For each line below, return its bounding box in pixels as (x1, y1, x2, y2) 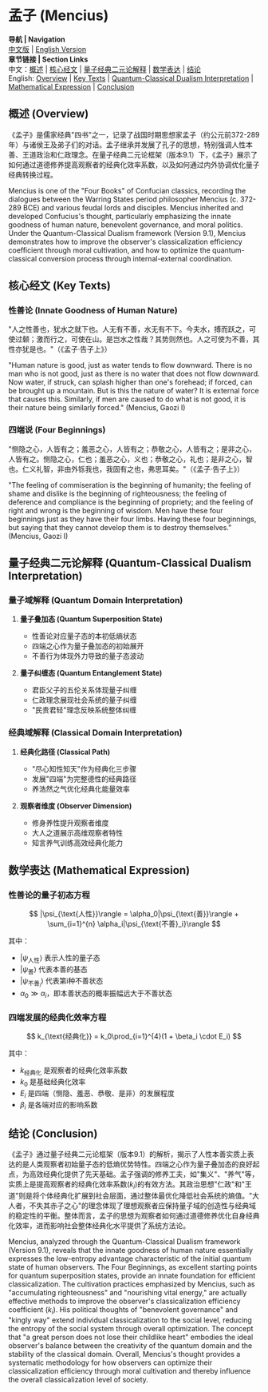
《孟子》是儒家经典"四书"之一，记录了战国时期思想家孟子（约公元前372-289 (8, 130, 260, 139)
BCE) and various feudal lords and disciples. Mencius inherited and (22, 202, 244, 212)
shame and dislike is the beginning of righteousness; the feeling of (8, 489, 227, 498)
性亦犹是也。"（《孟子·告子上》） (8, 345, 112, 354)
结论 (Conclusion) (8, 1127, 98, 1140)
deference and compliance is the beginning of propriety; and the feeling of (8, 497, 254, 507)
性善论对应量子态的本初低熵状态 (31, 632, 137, 641)
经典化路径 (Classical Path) (19, 747, 110, 756)
